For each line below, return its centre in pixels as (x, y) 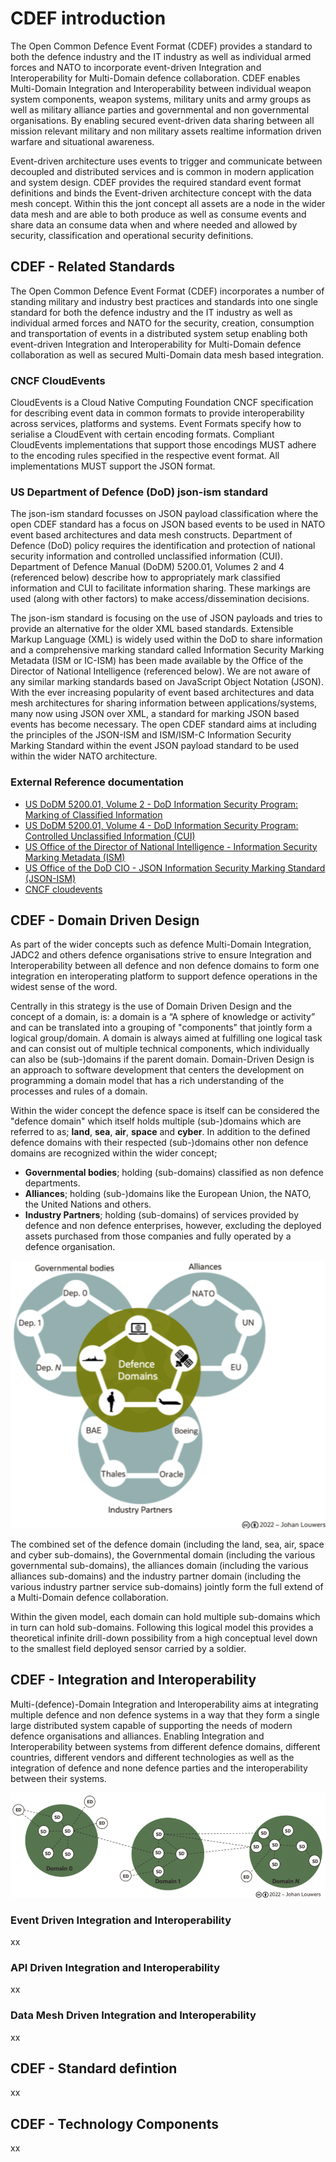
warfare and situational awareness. (82, 141)
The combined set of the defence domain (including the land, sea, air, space (167, 1544)
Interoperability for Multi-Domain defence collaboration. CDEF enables (155, 78)
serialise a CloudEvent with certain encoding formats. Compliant (142, 434)
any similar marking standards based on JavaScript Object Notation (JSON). (167, 682)
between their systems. (58, 1778)
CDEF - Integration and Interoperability (133, 1680)
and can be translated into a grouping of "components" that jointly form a (161, 1028)
